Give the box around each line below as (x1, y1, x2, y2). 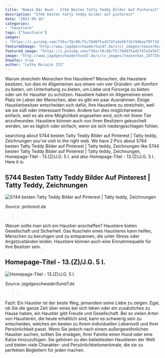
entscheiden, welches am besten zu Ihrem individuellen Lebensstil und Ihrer (5, 320, 159, 326)
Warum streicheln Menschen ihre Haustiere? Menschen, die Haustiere (5, 76, 147, 82)
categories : (5, 21, 29, 26)
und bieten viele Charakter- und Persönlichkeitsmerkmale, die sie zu (5, 342, 143, 348)
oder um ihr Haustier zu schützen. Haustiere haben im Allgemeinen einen (5, 92, 153, 98)
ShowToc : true (5, 58, 34, 63)
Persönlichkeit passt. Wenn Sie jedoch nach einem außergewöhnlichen (5, 326, 149, 332)
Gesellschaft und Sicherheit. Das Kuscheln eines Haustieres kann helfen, (5, 228, 152, 234)
